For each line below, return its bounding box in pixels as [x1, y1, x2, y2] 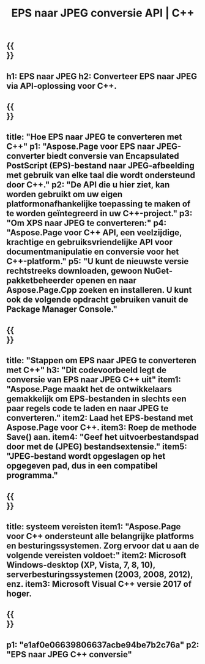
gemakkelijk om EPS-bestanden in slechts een [6, 394, 187, 404]
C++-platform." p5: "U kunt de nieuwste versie [6, 256, 189, 266]
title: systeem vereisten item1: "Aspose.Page [6, 521, 181, 532]
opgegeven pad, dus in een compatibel [6, 461, 158, 471]
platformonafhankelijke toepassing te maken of [6, 199, 191, 209]
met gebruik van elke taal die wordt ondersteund [6, 170, 196, 181]
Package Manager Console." [6, 304, 118, 315]
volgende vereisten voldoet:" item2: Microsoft [6, 550, 187, 560]
